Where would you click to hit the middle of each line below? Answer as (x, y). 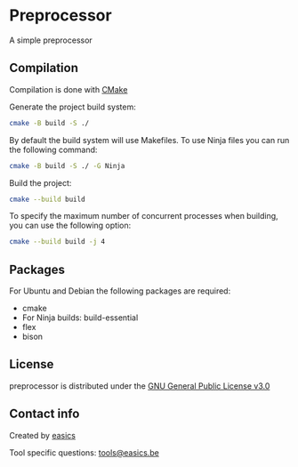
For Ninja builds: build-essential (80, 318)
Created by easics (42, 435)
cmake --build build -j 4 (57, 242)
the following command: (53, 149)
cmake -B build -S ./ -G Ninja (67, 165)
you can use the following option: (70, 225)
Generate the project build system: (72, 107)
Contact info (44, 414)
